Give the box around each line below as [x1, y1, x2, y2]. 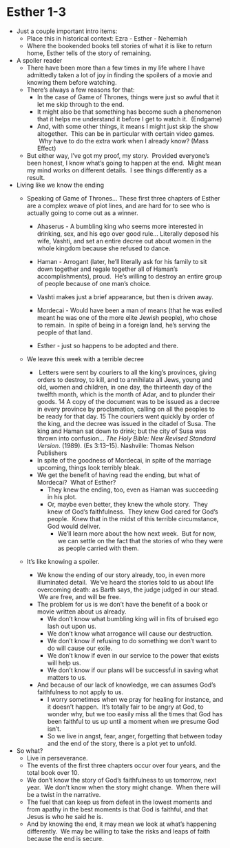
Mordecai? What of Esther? [36, 478, 116, 486]
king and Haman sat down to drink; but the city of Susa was [36, 427, 207, 435]
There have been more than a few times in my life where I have [26, 63, 205, 72]
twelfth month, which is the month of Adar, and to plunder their [36, 390, 216, 398]
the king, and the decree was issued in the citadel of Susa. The [36, 419, 216, 427]
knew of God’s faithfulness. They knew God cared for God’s [47, 507, 218, 516]
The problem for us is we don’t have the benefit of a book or [36, 600, 208, 608]
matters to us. [47, 673, 87, 681]
